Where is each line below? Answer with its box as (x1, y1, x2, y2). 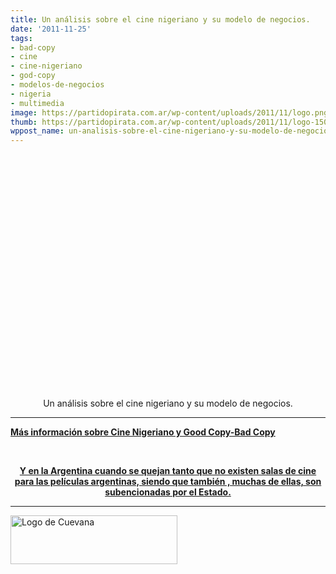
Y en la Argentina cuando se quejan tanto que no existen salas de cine (19, 465, 317, 477)
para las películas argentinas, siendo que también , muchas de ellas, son (14, 476, 322, 488)
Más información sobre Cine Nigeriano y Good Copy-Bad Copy (10, 426, 276, 438)
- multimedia (10, 98, 65, 108)
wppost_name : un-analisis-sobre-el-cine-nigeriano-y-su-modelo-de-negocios (10, 126, 333, 136)
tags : (10, 33, 33, 43)
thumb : (10, 117, 38, 127)
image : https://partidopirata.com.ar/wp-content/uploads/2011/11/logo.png (10, 107, 329, 118)
